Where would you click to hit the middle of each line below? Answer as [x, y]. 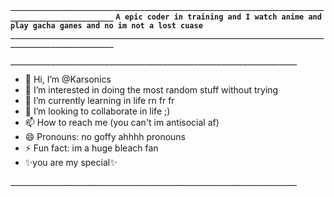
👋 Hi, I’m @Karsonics [68, 79]
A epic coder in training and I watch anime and [218, 17]
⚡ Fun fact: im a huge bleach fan [91, 148]
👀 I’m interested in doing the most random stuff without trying [151, 90]
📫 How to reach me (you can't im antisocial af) [122, 122]
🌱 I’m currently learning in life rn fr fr [99, 100]
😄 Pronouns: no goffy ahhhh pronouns [105, 136]
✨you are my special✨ [71, 162]
